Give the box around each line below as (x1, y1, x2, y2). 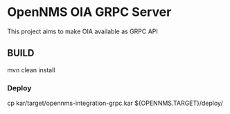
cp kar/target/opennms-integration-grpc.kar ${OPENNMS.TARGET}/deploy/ (7, 99, 223, 108)
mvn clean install (7, 65, 55, 74)
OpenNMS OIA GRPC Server (7, 4, 172, 20)
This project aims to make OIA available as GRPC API (7, 27, 158, 35)
